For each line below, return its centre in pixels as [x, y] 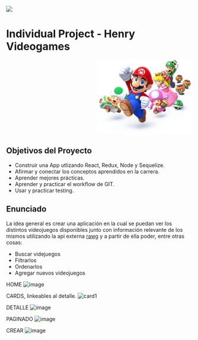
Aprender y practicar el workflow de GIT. [64, 184]
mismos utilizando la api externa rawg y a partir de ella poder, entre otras [95, 236]
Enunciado [26, 209]
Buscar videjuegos [38, 254]
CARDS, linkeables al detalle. [41, 296]
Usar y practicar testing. [44, 190]
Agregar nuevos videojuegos [50, 273]
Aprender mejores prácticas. [49, 178]
